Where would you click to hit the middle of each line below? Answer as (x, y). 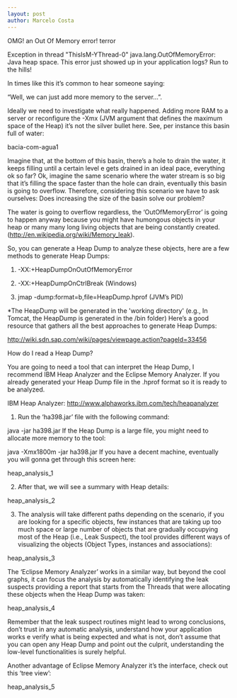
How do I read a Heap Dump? (50, 353)
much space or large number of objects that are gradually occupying (118, 529)
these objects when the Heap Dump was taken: (76, 594)
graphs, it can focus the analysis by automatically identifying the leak (108, 579)
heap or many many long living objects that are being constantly (101, 227)
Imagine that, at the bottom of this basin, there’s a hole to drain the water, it (117, 161)
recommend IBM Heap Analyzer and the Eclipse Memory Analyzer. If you (114, 374)
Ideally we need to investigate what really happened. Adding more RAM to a (118, 110)
